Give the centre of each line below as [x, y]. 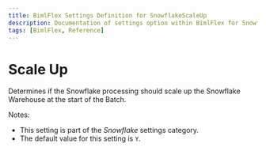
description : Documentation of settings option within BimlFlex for [123, 23]
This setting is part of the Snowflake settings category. [109, 130]
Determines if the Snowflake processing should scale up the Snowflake [124, 91]
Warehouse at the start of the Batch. [67, 100]
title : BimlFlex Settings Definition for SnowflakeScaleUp [108, 15]
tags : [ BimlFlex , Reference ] [56, 30]
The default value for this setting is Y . [80, 138]
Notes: [19, 115]
